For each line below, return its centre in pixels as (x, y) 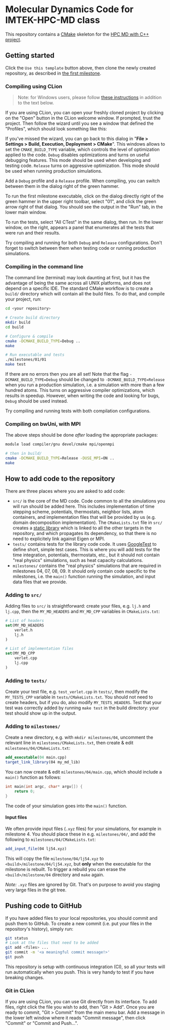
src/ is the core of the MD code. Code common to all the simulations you (89, 501)
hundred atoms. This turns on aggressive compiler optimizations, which (80, 390)
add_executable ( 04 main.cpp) (36, 757)
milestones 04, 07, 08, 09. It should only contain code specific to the (84, 571)
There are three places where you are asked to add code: (65, 491)
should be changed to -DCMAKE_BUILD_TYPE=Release (112, 380)
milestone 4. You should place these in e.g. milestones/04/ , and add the (80, 834)
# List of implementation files (39, 649)
